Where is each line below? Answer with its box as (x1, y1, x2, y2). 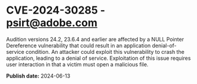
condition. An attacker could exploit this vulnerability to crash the (26, 48, 185, 55)
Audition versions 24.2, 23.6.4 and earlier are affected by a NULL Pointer (6, 35, 184, 43)
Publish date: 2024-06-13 (6, 72, 71, 79)
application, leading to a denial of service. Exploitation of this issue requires (6, 54, 191, 62)
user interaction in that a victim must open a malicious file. (6, 60, 149, 68)
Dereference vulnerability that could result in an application (6, 42, 151, 49)
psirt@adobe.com (6, 16, 98, 30)
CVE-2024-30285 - (6, 4, 106, 17)
